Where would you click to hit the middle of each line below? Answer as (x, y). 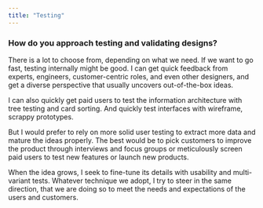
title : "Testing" (37, 15)
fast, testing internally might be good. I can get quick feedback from (118, 68)
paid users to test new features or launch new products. (99, 157)
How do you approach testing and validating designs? (113, 42)
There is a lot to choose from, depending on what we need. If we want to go (131, 60)
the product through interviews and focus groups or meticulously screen (126, 148)
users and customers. (43, 197)
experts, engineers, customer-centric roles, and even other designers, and (129, 76)
